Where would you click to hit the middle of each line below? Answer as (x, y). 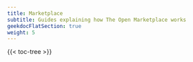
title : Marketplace (35, 13)
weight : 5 (21, 32)
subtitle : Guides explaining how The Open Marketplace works (97, 20)
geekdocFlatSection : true (44, 26)
